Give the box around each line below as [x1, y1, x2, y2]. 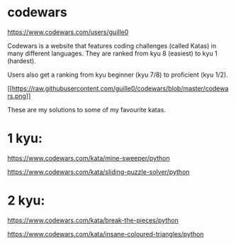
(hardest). [7, 56, 37, 65]
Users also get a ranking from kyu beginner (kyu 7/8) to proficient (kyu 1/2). [7, 70, 228, 79]
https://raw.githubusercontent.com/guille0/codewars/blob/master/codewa [11, 84, 229, 92]
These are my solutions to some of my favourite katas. [7, 105, 167, 114]
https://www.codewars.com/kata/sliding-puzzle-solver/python [7, 168, 190, 176]
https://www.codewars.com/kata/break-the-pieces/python [7, 216, 179, 224]
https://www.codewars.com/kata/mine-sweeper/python [7, 153, 170, 162]
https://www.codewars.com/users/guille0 [7, 28, 129, 36]
